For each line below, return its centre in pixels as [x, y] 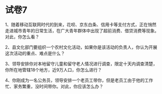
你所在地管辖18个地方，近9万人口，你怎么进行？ [54, 70]
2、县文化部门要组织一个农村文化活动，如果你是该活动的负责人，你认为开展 [81, 47]
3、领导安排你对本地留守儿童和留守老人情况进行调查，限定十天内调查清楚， [81, 64]
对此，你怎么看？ [22, 37]
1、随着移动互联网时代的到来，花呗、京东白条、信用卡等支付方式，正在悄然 [81, 24]
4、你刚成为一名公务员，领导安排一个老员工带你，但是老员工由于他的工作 [79, 80]
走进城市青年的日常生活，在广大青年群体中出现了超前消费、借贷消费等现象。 [82, 30]
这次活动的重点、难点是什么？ [35, 53]
